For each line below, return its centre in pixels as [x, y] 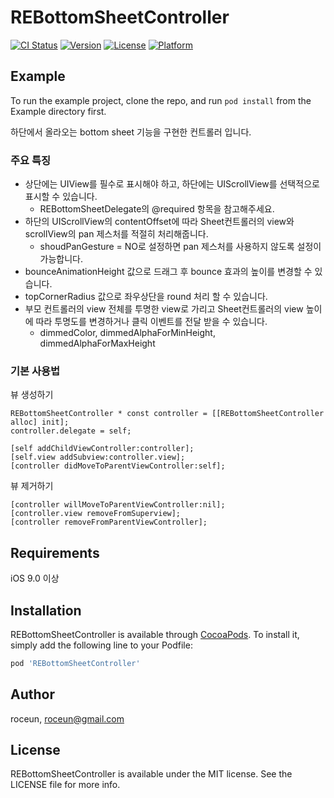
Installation [46, 610]
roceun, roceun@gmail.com [67, 718]
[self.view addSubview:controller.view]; [98, 457]
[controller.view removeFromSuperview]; [96, 514]
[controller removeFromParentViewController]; [109, 522]
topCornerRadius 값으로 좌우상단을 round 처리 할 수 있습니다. [146, 297]
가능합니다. [61, 259]
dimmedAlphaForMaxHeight [97, 343]
